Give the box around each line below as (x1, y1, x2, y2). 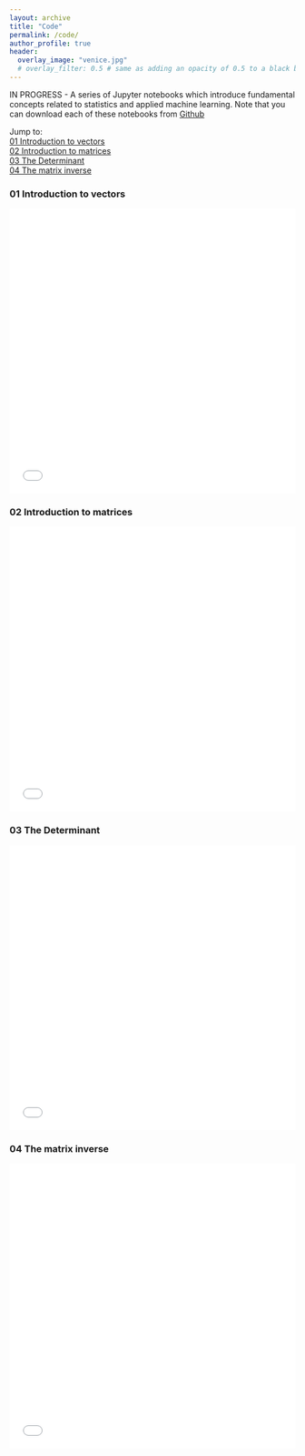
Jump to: (9, 126, 43, 137)
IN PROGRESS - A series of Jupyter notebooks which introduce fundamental (9, 88, 295, 100)
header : (9, 47, 39, 56)
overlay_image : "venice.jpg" (17, 56, 128, 65)
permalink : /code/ (9, 30, 79, 39)
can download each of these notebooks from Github (9, 108, 205, 119)
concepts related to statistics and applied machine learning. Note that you (9, 98, 286, 109)
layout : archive (9, 13, 71, 23)
